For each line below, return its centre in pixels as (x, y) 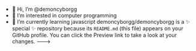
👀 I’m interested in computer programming (64, 15)
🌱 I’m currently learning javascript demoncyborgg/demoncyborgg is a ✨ (101, 22)
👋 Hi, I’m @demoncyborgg (44, 9)
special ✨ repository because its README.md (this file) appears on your (97, 28)
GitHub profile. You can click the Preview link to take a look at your (94, 35)
